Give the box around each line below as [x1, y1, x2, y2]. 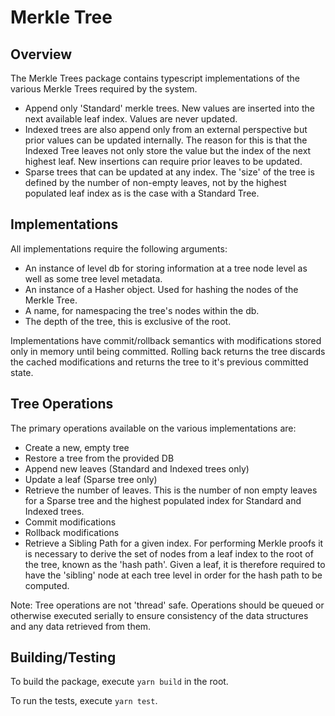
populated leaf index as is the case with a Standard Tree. [24, 187, 260, 199]
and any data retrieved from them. [10, 620, 152, 632]
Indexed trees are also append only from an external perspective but [24, 124, 308, 135]
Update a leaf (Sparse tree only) [24, 473, 158, 485]
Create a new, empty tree [24, 441, 130, 453]
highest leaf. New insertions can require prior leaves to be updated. [24, 156, 303, 167]
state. [10, 366, 34, 378]
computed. [24, 579, 70, 591]
